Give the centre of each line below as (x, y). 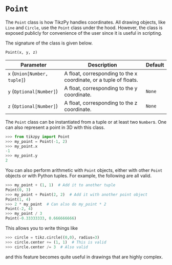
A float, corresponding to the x (101, 73)
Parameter (34, 64)
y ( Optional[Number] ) (33, 91)
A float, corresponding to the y (101, 88)
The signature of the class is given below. (49, 43)
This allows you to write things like (42, 228)
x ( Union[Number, (28, 73)
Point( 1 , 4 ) (18, 199)
